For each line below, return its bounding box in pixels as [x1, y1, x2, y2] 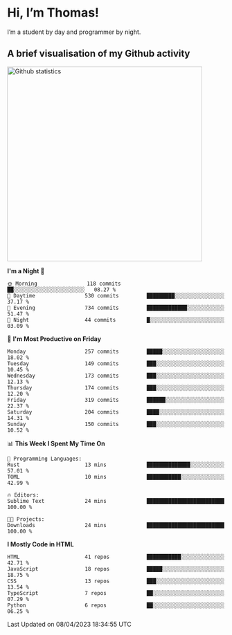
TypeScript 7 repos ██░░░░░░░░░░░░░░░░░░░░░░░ [7, 589, 225, 596]
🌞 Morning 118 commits [7, 280, 121, 287]
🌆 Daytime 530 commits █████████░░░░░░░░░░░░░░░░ [7, 292, 225, 299]
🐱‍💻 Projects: [7, 515, 45, 523]
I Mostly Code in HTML [7, 540, 74, 548]
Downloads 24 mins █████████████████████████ [7, 522, 225, 528]
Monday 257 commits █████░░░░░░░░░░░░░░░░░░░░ [7, 348, 225, 355]
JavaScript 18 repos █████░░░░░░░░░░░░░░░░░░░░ [7, 565, 225, 572]
